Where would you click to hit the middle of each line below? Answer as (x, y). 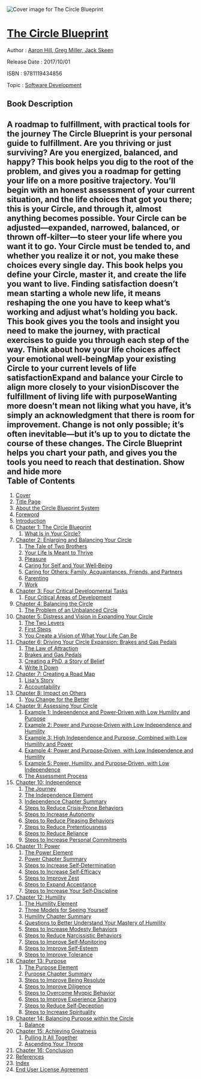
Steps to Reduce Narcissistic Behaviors (73, 935)
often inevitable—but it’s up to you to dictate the (99, 434)
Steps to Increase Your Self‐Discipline (71, 891)
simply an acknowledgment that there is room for (101, 415)
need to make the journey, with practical (84, 331)
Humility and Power (49, 744)
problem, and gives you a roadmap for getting (94, 171)
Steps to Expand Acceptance (60, 884)
